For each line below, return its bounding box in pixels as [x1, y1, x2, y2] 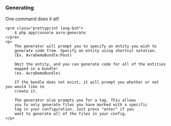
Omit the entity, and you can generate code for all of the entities [14, 62, 166, 67]
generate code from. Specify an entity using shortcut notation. [14, 48, 157, 53]
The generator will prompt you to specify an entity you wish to [14, 44, 157, 49]
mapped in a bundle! [14, 66, 58, 71]
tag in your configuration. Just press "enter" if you [14, 107, 134, 112]
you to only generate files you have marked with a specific [14, 102, 147, 107]
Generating [5, 4, 34, 11]
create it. [14, 89, 38, 94]
